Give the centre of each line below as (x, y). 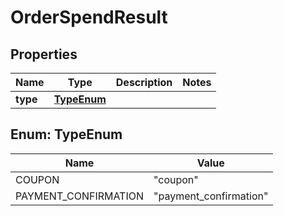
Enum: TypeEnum (66, 134)
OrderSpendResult (89, 17)
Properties (44, 54)
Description (144, 82)
